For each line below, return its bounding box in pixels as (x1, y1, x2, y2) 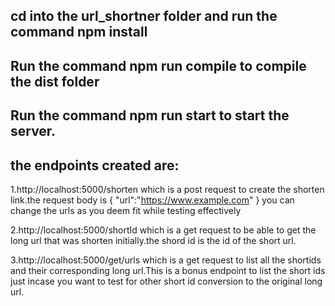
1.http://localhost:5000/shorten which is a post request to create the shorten (10, 183, 325, 195)
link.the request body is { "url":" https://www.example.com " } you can (10, 194, 295, 206)
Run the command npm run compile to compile (10, 57, 307, 74)
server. (10, 123, 57, 140)
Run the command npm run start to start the (10, 107, 290, 124)
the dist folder (10, 73, 100, 90)
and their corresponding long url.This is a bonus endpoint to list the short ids (10, 264, 326, 276)
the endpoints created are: (10, 157, 180, 174)
